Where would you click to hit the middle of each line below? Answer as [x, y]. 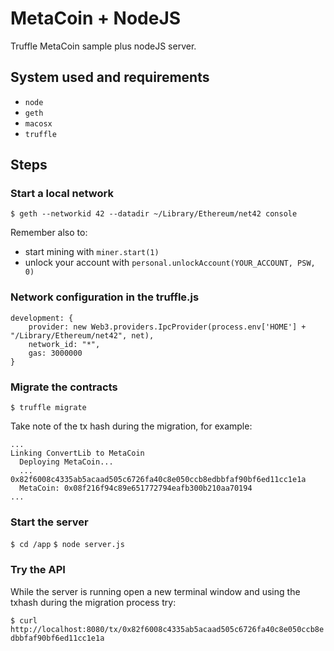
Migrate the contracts [64, 387]
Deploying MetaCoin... [66, 462]
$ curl [24, 620]
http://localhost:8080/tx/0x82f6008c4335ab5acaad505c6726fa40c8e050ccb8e [167, 629]
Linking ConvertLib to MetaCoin [77, 453]
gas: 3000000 [55, 353]
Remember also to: [49, 233]
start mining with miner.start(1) [92, 252]
